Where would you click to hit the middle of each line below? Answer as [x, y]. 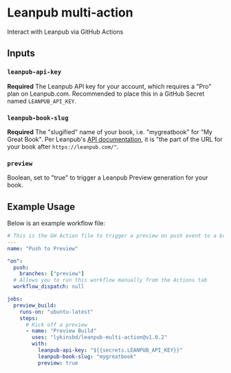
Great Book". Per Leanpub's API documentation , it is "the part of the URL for [115, 139]
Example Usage [41, 207]
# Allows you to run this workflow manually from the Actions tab [110, 280]
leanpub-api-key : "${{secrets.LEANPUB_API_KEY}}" [110, 350]
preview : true [58, 363]
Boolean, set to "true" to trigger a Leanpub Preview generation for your [108, 178]
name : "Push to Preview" [43, 248]
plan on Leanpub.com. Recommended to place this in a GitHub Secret [106, 94]
